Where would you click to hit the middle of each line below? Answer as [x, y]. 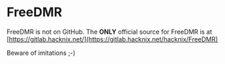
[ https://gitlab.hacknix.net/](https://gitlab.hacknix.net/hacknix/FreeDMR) [112, 39]
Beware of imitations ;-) [41, 53]
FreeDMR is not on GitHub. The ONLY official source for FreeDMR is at [109, 32]
